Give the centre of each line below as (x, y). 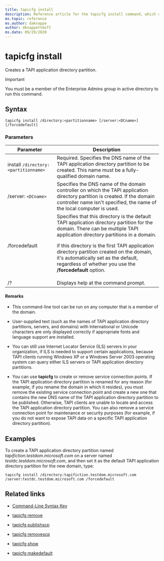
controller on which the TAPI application (102, 190)
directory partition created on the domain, (105, 252)
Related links (25, 494)
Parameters (19, 137)
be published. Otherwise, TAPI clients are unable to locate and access (82, 402)
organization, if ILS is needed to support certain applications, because (83, 352)
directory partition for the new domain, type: (50, 466)
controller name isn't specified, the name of (107, 202)
